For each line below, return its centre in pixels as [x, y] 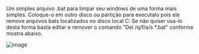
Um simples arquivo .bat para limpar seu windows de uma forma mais [91, 9]
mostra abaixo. [24, 33]
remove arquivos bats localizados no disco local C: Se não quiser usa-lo [94, 21]
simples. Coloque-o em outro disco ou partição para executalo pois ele [93, 15]
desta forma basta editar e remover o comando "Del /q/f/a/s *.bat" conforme [100, 27]
